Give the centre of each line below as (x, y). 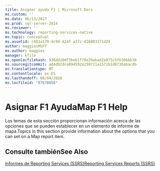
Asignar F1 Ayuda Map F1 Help (67, 107)
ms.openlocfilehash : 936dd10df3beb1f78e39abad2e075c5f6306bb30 (71, 60)
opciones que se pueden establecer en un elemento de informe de (72, 126)
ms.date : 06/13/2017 (26, 19)
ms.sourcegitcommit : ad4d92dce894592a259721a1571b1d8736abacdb (71, 64)
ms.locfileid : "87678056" (31, 83)
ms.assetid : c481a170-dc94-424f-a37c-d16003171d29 (58, 42)
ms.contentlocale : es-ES (30, 74)
